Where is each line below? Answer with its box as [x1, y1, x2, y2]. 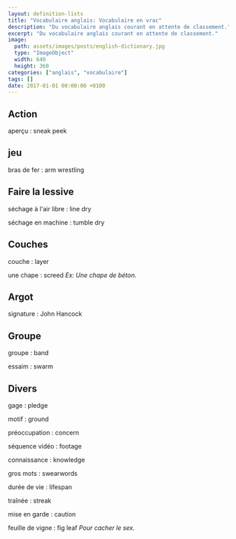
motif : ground [8, 415, 49, 423]
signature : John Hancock [8, 310, 83, 318]
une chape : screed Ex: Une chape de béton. [8, 271, 137, 279]
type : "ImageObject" [14, 50, 74, 57]
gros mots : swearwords [8, 469, 78, 477]
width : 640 [14, 56, 46, 63]
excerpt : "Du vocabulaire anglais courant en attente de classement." [8, 29, 218, 37]
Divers [8, 382, 37, 394]
